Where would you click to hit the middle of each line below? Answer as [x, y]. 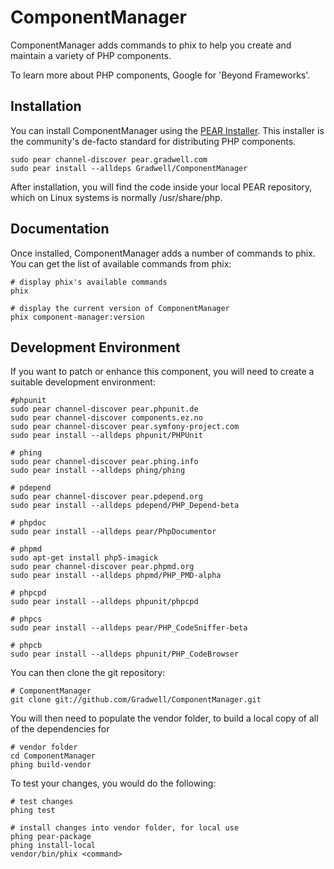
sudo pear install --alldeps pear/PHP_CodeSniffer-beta [129, 628]
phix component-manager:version [77, 317]
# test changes [42, 802]
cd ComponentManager [53, 756]
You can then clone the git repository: [88, 673]
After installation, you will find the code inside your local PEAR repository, [161, 187]
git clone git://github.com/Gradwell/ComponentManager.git [136, 700]
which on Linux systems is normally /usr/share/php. [116, 197]
